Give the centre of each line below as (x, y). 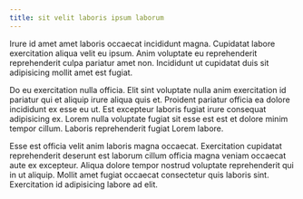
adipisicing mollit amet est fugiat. (71, 72)
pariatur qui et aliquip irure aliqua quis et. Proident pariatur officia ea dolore (150, 99)
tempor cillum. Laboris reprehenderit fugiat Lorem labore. (117, 128)
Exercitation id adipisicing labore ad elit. (84, 184)
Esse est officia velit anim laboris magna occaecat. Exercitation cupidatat (146, 146)
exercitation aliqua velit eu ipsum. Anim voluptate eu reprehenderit (133, 53)
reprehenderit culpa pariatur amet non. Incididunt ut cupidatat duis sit (139, 62)
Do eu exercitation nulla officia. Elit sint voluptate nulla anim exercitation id (148, 90)
